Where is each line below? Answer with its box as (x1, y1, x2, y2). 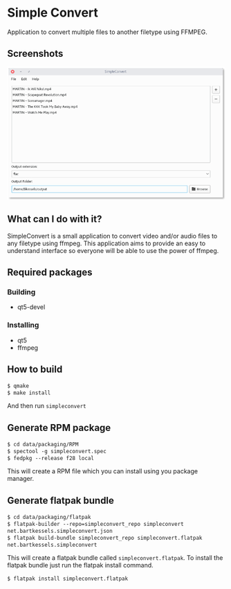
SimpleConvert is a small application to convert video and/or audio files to (7, 231, 218, 240)
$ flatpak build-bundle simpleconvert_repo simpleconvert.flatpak (7, 534, 203, 541)
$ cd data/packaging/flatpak (7, 513, 91, 520)
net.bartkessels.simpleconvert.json (7, 527, 113, 534)
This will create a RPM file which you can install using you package (7, 467, 198, 475)
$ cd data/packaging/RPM (7, 441, 79, 448)
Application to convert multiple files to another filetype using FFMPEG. (7, 28, 207, 36)
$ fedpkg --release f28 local (7, 455, 95, 462)
